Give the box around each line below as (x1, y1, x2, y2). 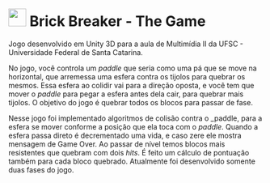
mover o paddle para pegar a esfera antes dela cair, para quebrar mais (8, 89, 244, 99)
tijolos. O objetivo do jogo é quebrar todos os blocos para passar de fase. (8, 97, 253, 107)
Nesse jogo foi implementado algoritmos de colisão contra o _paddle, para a (8, 113, 263, 123)
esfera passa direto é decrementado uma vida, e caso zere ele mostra (8, 130, 242, 140)
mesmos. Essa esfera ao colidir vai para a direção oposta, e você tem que (8, 80, 255, 90)
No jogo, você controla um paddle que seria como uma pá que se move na (8, 63, 257, 73)
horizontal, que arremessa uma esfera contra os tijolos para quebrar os (8, 71, 246, 81)
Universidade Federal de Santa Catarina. (8, 47, 143, 57)
